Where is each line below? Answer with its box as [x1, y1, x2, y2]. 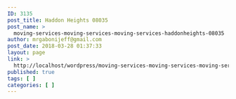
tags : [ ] [7, 75, 37, 82]
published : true [7, 68, 55, 75]
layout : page [7, 49, 46, 56]
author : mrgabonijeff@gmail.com [7, 36, 102, 43]
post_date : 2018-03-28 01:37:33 [7, 43, 102, 49]
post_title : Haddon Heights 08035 [7, 17, 109, 24]
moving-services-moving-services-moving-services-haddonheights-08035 [13, 29, 225, 37]
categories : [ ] [7, 82, 55, 89]
